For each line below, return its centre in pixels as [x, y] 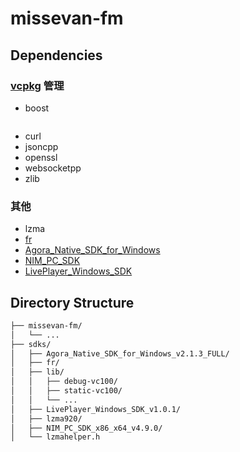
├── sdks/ [31, 344]
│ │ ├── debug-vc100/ [64, 382]
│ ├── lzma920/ [46, 418]
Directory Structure [72, 302]
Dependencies [56, 55]
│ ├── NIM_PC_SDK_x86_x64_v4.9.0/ [86, 428]
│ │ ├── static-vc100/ [66, 391]
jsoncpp [41, 146]
